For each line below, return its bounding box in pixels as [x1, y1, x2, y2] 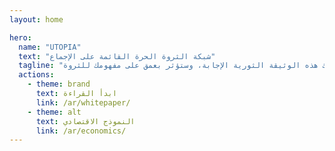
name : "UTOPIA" [18, 42, 82, 52]
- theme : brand [27, 79, 91, 90]
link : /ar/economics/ [35, 126, 127, 136]
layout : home [9, 14, 64, 25]
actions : [18, 70, 55, 80]
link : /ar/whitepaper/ [35, 97, 131, 108]
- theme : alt [27, 107, 82, 117]
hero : [9, 32, 32, 43]
